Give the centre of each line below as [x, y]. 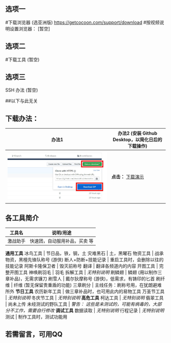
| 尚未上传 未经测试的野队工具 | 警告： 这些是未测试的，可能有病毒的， [79, 304]
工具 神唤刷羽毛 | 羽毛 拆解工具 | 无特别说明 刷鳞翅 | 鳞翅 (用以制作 [88, 272]
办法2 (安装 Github [138, 133]
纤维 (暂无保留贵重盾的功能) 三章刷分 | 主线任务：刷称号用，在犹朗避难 [88, 285]
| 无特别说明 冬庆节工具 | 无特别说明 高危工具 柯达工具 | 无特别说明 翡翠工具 [84, 298]
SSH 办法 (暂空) [22, 90]
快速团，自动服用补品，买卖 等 [62, 241]
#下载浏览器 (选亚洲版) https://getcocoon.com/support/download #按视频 [82, 22]
